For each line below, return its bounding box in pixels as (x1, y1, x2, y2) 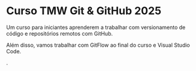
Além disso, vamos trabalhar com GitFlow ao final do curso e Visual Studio (6, 41, 190, 49)
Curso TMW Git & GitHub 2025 (6, 4, 162, 18)
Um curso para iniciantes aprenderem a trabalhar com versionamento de (6, 24, 186, 31)
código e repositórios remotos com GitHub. (6, 30, 113, 37)
